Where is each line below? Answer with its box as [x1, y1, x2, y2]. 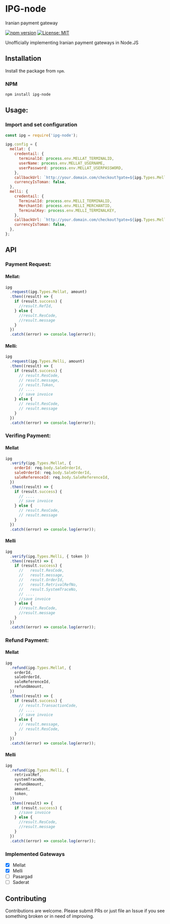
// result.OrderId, [18, 577, 65, 583]
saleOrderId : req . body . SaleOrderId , [14, 470, 92, 475]
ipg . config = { [5, 142, 37, 147]
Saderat [12, 879, 29, 885]
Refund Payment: [5, 637, 49, 644]
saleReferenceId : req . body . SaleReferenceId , [14, 475, 110, 480]
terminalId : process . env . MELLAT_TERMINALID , [18, 156, 114, 161]
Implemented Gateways [5, 850, 65, 857]
